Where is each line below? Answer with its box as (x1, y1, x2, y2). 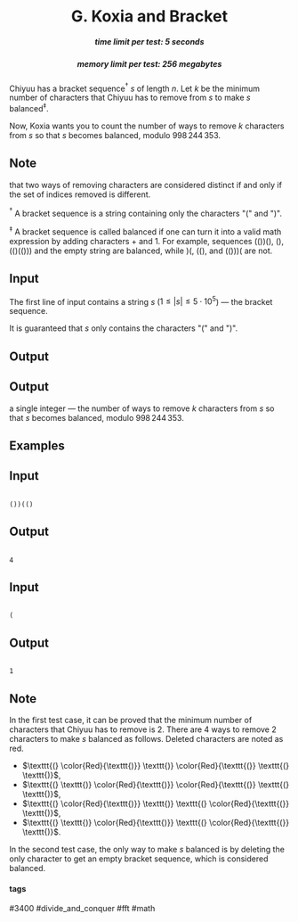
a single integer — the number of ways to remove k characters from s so (9, 403, 275, 414)
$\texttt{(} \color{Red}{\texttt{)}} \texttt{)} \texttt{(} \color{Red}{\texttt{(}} (21, 798, 290, 809)
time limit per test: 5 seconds (94, 36, 205, 46)
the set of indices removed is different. (9, 189, 151, 200)
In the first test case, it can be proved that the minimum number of (9, 715, 253, 726)
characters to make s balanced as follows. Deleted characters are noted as (9, 734, 284, 745)
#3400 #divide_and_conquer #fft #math (9, 903, 156, 914)
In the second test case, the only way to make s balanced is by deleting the (9, 844, 285, 855)
